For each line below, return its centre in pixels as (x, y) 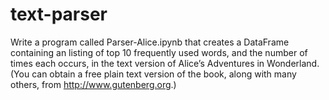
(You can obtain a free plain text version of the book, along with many (153, 74)
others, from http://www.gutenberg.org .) (93, 84)
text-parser (59, 14)
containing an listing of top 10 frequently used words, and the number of (159, 52)
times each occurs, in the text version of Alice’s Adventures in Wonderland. (165, 63)
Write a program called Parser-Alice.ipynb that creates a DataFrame (150, 42)
